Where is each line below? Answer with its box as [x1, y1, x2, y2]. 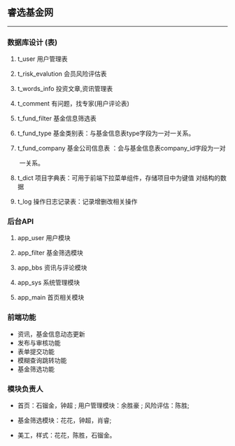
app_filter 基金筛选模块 [17, 249, 84, 257]
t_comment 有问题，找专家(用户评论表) [17, 99, 129, 108]
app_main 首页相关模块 [17, 293, 85, 302]
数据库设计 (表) [7, 37, 58, 47]
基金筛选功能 [17, 365, 55, 373]
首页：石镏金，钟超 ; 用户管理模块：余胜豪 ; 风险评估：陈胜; [17, 401, 190, 410]
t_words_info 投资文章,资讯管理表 [17, 85, 113, 93]
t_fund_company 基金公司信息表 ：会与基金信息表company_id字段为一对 [17, 144, 226, 153]
